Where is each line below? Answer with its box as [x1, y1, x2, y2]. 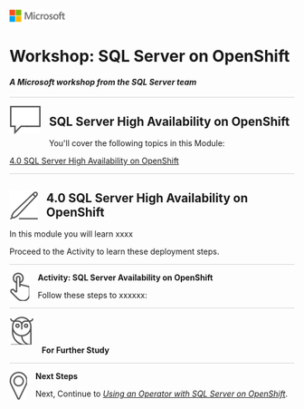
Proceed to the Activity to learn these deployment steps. [9, 246, 220, 258]
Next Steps [35, 371, 79, 382]
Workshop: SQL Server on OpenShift [9, 46, 290, 67]
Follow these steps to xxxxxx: [37, 290, 147, 301]
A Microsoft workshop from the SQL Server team [9, 76, 197, 87]
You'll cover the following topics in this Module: [49, 138, 225, 149]
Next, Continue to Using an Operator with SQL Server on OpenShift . [35, 388, 288, 399]
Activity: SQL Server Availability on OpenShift [37, 272, 214, 283]
